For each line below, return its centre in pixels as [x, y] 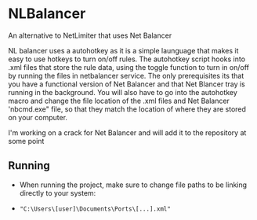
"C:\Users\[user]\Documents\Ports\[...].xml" [95, 209]
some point [26, 141]
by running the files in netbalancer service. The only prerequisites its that [126, 75]
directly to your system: [58, 192]
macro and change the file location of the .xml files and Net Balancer [119, 101]
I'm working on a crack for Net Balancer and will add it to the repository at [127, 132]
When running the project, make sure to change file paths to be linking [133, 185]
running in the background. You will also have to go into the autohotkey [123, 92]
